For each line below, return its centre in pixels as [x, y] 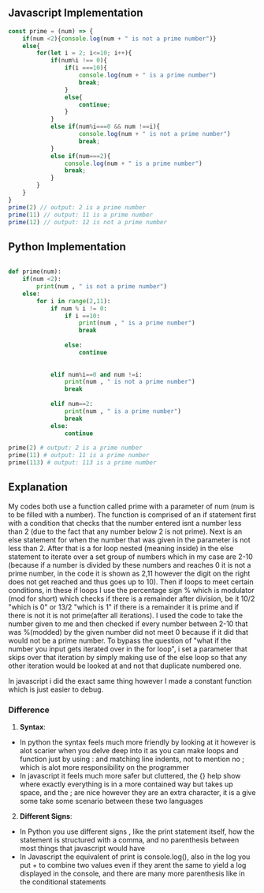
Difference [29, 710]
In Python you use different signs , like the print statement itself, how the [137, 831]
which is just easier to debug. [56, 689]
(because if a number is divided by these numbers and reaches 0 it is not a [130, 565]
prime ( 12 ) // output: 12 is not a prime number [88, 222]
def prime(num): [35, 272]
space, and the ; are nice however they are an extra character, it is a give [138, 792]
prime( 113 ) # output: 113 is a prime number [82, 463]
